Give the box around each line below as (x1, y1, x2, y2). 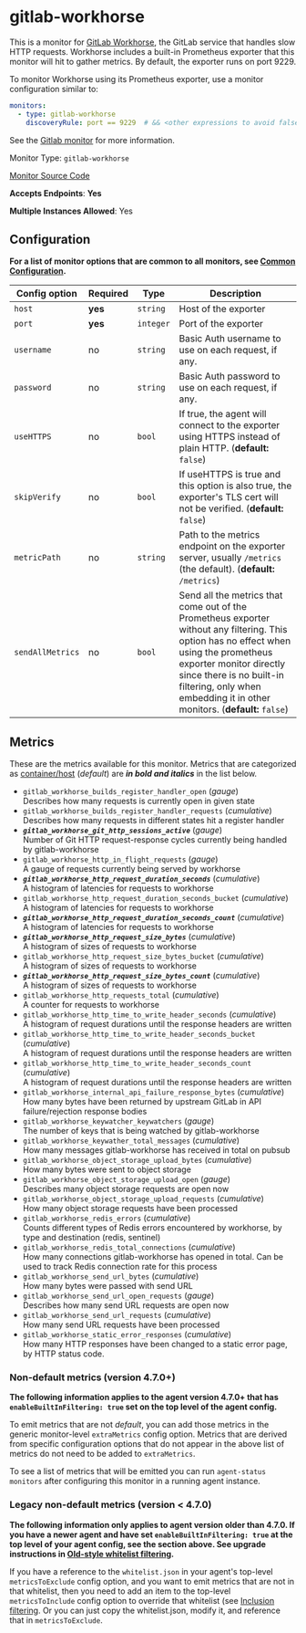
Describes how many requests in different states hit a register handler (22, 815, 285, 826)
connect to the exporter (178, 419, 280, 432)
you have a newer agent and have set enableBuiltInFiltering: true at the (9, 1529, 293, 1540)
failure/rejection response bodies (22, 1106, 148, 1117)
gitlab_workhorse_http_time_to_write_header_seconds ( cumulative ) (22, 1009, 277, 1020)
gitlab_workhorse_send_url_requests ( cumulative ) (22, 1310, 211, 1321)
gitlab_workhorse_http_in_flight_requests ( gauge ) (22, 853, 219, 864)
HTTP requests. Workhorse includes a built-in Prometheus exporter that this (9, 46, 295, 57)
